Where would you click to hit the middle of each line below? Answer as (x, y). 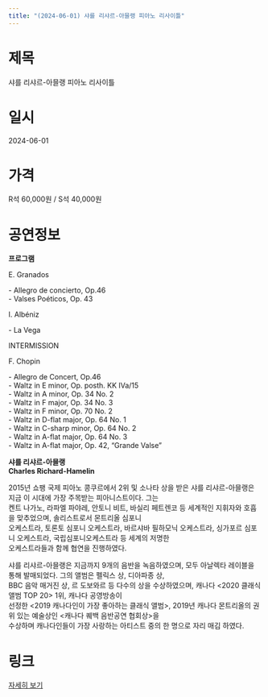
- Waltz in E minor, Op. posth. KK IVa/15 (74, 386)
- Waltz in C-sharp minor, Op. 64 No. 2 (72, 429)
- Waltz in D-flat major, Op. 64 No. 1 (68, 420)
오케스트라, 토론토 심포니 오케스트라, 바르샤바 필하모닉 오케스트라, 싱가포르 (126, 528)
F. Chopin (24, 361)
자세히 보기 (26, 685)
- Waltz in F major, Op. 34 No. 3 (61, 403)
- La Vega (25, 330)
